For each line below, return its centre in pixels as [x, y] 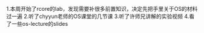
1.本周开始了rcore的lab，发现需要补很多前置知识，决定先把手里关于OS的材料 [102, 9]
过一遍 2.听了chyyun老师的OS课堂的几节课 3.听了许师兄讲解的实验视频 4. [98, 16]
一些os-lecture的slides [40, 24]
